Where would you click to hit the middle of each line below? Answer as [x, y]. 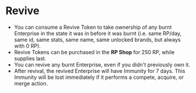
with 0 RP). [27, 46]
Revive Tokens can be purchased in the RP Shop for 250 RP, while [94, 52]
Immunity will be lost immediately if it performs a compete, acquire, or [99, 77]
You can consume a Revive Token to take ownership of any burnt [93, 27]
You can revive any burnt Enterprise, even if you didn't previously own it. [102, 64]
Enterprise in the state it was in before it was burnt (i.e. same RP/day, [98, 33]
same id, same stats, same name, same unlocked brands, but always [97, 39]
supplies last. [30, 58]
